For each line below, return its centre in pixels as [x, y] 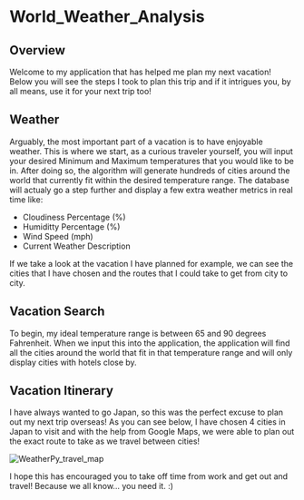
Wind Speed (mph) [58, 236]
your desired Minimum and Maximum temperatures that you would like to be [152, 161]
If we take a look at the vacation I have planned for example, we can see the [151, 263]
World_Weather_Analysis [108, 17]
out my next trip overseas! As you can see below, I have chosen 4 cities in [147, 422]
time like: [26, 199]
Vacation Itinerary [61, 391]
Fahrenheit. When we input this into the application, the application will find [150, 343]
